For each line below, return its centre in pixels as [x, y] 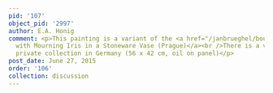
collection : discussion [49, 76]
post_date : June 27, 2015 [52, 61]
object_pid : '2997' [41, 23]
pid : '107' [27, 16]
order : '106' [30, 69]
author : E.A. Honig [41, 31]
